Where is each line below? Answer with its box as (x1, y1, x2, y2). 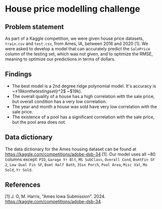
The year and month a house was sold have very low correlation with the (12, 103, 157, 110)
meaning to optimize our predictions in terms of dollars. (5, 56, 116, 62)
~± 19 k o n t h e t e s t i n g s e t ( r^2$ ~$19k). (12, 88, 82, 94)
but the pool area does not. (12, 119, 66, 125)
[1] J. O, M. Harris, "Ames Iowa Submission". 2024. (5, 193, 105, 199)
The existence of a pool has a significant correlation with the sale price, (12, 114, 155, 120)
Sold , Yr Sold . (5, 166, 33, 173)
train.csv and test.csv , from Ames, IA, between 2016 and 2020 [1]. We (5, 41, 148, 47)
